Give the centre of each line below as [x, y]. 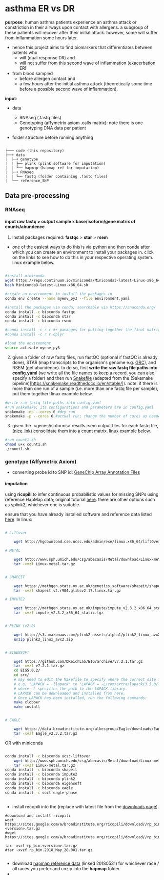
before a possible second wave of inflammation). [69, 89]
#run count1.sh [20, 440]
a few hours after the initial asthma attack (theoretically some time [86, 83]
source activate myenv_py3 [32, 348]
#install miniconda [25, 276]
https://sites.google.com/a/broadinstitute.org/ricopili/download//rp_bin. [84, 824]
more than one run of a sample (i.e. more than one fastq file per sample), [85, 388]
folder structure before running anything [53, 137]
